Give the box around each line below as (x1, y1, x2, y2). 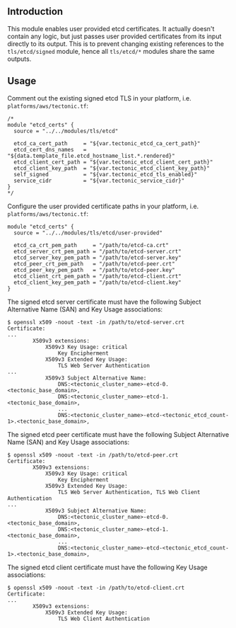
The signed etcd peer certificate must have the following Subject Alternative (7, 430, 230, 438)
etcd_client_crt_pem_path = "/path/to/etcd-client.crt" (13, 273, 182, 280)
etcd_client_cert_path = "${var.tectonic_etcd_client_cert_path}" (13, 159, 213, 166)
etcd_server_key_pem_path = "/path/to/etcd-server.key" (13, 254, 182, 261)
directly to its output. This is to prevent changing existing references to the (7, 39, 225, 48)
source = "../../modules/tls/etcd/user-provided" (13, 229, 163, 236)
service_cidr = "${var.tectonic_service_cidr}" (13, 177, 185, 184)
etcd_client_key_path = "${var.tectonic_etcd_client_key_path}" (13, 164, 211, 172)
